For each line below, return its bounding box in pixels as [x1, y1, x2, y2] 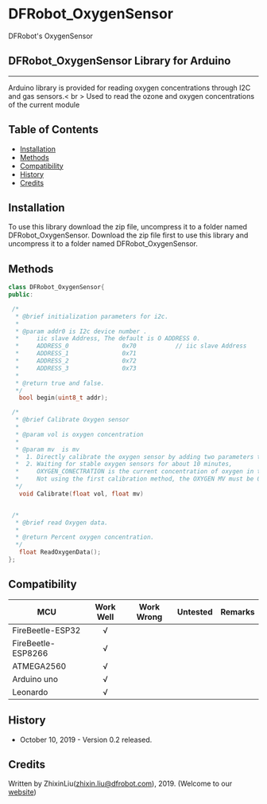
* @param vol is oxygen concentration [15, 430, 145, 438]
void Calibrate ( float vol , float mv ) [18, 489, 145, 498]
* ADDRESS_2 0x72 [15, 357, 137, 365]
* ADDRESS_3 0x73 [15, 364, 137, 372]
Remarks [220, 606, 255, 618]
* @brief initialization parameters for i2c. [15, 312, 169, 320]
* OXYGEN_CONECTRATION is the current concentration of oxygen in [15, 468, 254, 476]
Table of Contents [8, 123, 99, 136]
